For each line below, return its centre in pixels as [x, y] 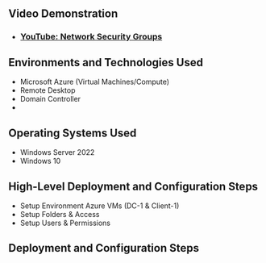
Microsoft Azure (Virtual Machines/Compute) [95, 82]
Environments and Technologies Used [106, 63]
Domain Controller [50, 99]
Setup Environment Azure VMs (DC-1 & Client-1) [100, 206]
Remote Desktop [48, 90]
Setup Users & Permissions [65, 223]
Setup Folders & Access [60, 214]
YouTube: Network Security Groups [91, 36]
